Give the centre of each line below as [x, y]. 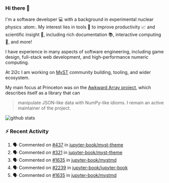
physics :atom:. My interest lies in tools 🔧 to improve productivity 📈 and [80, 27]
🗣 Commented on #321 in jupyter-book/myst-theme [67, 152]
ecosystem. [18, 78]
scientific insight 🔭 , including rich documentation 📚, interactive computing [83, 34]
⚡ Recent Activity [27, 131]
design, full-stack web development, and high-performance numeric [77, 57]
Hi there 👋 [18, 8]
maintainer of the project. [44, 108]
